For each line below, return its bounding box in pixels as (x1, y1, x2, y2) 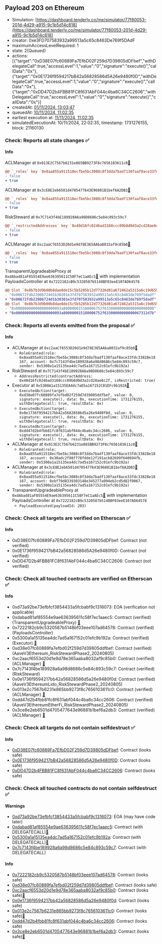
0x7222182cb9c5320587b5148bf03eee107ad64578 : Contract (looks (12, 872, 148, 878)
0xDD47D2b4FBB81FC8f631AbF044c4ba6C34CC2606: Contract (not (12, 558, 151, 564)
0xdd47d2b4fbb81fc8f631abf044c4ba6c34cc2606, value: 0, (19, 428, 134, 433)
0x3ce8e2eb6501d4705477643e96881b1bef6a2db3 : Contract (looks (12, 928, 149, 934)
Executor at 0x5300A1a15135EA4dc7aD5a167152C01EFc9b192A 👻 (12, 382, 130, 388)
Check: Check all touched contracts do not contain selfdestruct (5, 785, 157, 792)
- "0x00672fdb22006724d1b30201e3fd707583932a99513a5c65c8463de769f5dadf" (5, 293, 157, 298)
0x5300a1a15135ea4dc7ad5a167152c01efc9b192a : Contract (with (12, 834, 141, 840)
